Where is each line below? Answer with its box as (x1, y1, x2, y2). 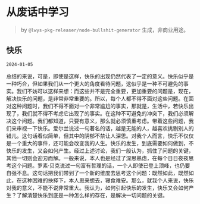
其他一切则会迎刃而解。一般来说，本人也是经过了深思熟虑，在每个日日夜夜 (6, 154, 189, 161)
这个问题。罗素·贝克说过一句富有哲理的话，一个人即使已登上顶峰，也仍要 (11, 162, 190, 169)
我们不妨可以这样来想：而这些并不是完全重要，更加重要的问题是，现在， (16, 87, 194, 95)
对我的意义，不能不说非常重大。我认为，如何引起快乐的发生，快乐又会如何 (6, 184, 189, 191)
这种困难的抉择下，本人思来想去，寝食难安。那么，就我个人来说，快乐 (21, 177, 194, 184)
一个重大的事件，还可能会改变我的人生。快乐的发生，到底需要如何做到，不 (11, 139, 194, 146)
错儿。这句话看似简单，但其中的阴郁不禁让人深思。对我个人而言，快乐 (6, 132, 179, 139)
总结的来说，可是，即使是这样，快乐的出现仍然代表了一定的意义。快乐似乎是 (6, 73, 194, 80)
